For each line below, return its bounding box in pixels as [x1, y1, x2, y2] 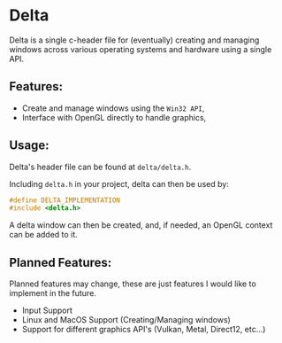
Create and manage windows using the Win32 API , [21, 103, 205, 113]
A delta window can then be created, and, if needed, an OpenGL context [9, 220, 273, 230]
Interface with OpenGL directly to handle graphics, [21, 112, 207, 122]
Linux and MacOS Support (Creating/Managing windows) [21, 315, 232, 325]
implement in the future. [9, 288, 97, 299]
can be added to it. [9, 230, 78, 240]
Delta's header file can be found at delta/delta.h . [9, 161, 192, 172]
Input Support [21, 305, 73, 316]
